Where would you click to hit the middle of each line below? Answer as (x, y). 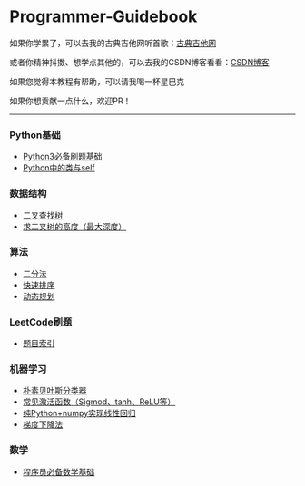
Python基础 (35, 135)
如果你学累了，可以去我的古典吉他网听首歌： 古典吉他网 (113, 43)
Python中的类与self (59, 168)
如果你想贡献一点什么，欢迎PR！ (70, 101)
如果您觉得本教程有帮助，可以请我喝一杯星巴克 (97, 81)
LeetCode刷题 (41, 322)
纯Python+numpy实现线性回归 (79, 413)
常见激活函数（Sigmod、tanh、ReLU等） (99, 402)
